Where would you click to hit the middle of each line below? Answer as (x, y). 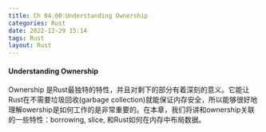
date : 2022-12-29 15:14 (48, 30)
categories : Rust (37, 23)
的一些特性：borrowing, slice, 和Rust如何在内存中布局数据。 (107, 120)
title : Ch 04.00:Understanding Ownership (78, 16)
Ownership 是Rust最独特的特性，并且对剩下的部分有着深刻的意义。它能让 (129, 90)
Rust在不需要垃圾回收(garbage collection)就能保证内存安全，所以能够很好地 (133, 100)
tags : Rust (26, 38)
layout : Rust (30, 46)
